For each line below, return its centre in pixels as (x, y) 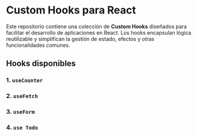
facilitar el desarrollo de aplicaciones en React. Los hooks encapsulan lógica (99, 32)
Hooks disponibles (41, 64)
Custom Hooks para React (71, 10)
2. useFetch (22, 96)
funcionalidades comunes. (38, 45)
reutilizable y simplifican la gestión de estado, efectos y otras (80, 39)
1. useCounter (24, 80)
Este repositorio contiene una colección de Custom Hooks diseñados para (96, 26)
